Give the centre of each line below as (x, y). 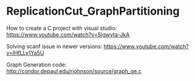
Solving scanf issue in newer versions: (54, 46)
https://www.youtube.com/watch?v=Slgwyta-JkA (68, 34)
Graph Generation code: (36, 65)
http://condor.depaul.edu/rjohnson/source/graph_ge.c (74, 71)
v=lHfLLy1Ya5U (25, 52)
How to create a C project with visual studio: (62, 28)
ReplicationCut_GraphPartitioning (93, 11)
